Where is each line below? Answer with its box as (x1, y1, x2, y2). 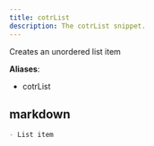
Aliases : (9, 64, 40, 74)
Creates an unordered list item (9, 46, 121, 56)
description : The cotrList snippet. (9, 21, 146, 30)
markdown (9, 107, 71, 122)
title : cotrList (9, 13, 70, 22)
